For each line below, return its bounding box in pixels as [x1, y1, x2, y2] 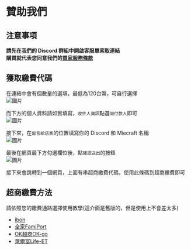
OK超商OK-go [14, 230, 48, 237]
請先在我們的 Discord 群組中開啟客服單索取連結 [6, 47, 120, 54]
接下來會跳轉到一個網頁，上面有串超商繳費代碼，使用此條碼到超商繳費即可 [6, 169, 185, 176]
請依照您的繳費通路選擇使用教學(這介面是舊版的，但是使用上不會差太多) [6, 204, 179, 211]
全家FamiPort [14, 223, 47, 230]
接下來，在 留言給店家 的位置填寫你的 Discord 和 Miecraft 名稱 [6, 129, 149, 136]
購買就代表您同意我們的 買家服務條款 [6, 54, 93, 61]
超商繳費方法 [6, 188, 53, 198]
